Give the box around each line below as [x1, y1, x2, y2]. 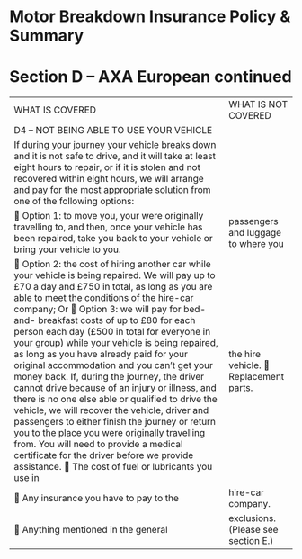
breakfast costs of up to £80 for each [37, 314, 196, 327]
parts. [228, 382, 253, 394]
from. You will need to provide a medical [13, 438, 183, 451]
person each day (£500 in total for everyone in [13, 326, 211, 338]
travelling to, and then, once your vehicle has [13, 221, 203, 233]
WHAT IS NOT [228, 98, 289, 111]
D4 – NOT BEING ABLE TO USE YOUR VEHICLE [13, 124, 213, 137]
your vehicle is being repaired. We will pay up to [13, 269, 216, 282]
